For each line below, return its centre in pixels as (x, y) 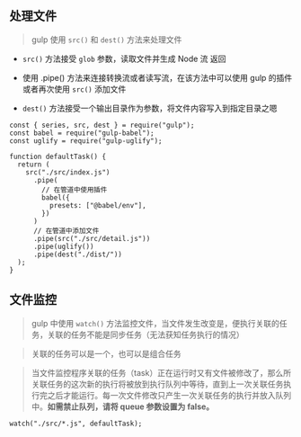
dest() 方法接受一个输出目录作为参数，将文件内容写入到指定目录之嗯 (150, 108)
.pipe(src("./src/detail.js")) (92, 238)
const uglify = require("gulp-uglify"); (86, 141)
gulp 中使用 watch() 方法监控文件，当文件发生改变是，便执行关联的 (155, 323)
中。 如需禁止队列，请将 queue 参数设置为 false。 (123, 406)
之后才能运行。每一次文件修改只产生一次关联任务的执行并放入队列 (169, 395)
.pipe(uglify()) (63, 246)
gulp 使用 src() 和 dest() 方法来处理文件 (106, 40)
